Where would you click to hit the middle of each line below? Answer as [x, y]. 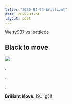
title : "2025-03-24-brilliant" [36, 9]
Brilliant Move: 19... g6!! [29, 96]
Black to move [27, 47]
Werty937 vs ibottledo [27, 32]
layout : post [18, 18]
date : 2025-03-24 [22, 14]
